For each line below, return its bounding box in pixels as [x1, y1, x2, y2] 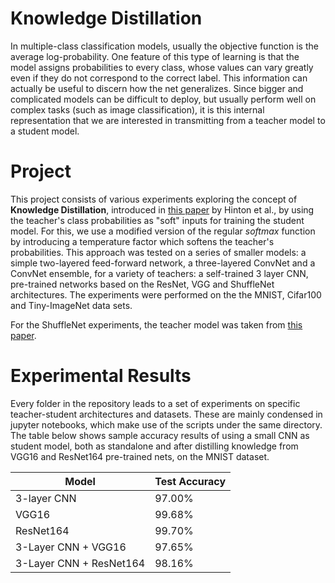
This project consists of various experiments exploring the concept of [10, 193, 298, 205]
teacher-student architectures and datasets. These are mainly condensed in [10, 408, 323, 420]
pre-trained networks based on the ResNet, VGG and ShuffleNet [10, 278, 275, 290]
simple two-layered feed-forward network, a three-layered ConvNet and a [10, 257, 316, 269]
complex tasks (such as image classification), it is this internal [10, 103, 265, 116]
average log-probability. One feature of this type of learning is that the [10, 50, 300, 62]
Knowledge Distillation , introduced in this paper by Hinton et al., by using [10, 203, 315, 216]
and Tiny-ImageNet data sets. [10, 299, 133, 311]
